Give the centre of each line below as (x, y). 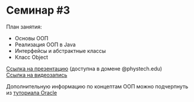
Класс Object (31, 57)
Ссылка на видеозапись (37, 75)
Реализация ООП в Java (45, 44)
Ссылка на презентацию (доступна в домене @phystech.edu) (84, 68)
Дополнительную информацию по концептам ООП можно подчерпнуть (97, 86)
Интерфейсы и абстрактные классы (60, 50)
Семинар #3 (38, 10)
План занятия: (24, 27)
